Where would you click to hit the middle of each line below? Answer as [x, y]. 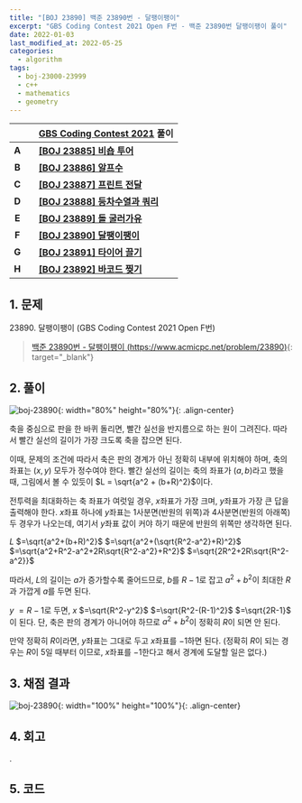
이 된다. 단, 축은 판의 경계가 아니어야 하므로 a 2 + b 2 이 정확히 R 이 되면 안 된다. [145, 621]
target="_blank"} [63, 357]
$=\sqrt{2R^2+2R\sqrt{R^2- [238, 551]
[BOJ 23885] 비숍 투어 [87, 152]
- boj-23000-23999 [52, 77]
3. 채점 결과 [40, 683]
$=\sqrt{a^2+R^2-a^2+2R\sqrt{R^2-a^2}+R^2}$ [97, 551]
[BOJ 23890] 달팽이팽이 [89, 235]
